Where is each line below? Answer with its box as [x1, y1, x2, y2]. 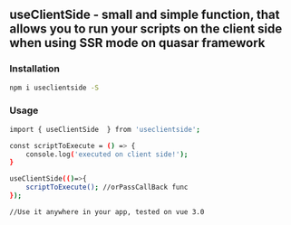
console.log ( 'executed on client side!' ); [25, 149, 189, 159]
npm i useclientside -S [9, 83, 100, 92]
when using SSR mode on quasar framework [9, 35, 266, 51]
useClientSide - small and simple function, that [9, 7, 280, 23]
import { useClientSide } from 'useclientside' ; [9, 125, 201, 134]
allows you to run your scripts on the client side [9, 22, 283, 37]
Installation [9, 62, 61, 75]
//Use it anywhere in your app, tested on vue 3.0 [9, 207, 205, 216]
